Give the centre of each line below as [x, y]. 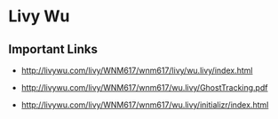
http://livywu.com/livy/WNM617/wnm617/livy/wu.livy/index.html [137, 70]
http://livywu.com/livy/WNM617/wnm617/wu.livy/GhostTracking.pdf [144, 87]
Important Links [53, 49]
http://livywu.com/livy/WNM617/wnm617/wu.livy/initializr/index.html [145, 105]
